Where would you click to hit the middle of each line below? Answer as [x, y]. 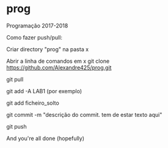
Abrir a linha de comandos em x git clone [58, 61]
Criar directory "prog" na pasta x [48, 49]
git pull [15, 79]
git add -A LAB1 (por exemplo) [44, 91]
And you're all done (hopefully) [45, 138]
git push [17, 126]
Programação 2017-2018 [37, 26]
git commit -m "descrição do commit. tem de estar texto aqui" [84, 115]
